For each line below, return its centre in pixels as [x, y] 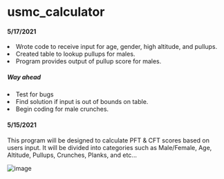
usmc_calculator [56, 12]
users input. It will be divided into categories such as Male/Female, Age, [110, 147]
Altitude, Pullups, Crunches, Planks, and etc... [72, 155]
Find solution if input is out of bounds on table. [82, 102]
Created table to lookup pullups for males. [76, 54]
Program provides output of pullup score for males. [89, 61]
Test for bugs [35, 94]
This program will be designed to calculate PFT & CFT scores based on [108, 140]
